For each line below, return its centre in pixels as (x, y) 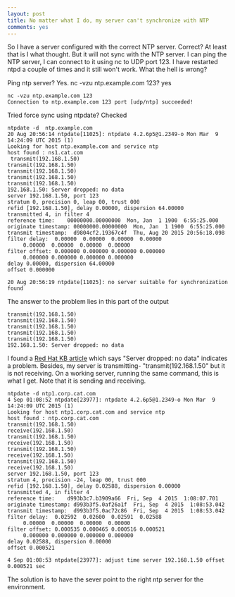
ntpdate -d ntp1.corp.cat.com (52, 394)
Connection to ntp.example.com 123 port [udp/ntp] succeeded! (100, 102)
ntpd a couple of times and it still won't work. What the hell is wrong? (107, 69)
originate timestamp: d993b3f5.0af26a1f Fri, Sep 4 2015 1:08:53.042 (116, 505)
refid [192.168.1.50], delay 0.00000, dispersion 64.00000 (96, 209)
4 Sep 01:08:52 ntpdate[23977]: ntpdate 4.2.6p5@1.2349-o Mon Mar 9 (112, 400)
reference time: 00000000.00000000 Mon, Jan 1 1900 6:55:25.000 (113, 221)
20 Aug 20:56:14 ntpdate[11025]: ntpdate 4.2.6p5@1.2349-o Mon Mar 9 (113, 135)
